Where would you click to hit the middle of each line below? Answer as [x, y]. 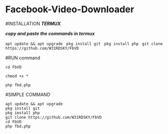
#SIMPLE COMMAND [28, 94]
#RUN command [23, 58]
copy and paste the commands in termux [50, 33]
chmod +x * [17, 76]
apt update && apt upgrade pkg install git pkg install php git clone [84, 44]
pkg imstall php [23, 113]
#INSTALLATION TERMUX [33, 24]
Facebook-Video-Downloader [70, 9]
